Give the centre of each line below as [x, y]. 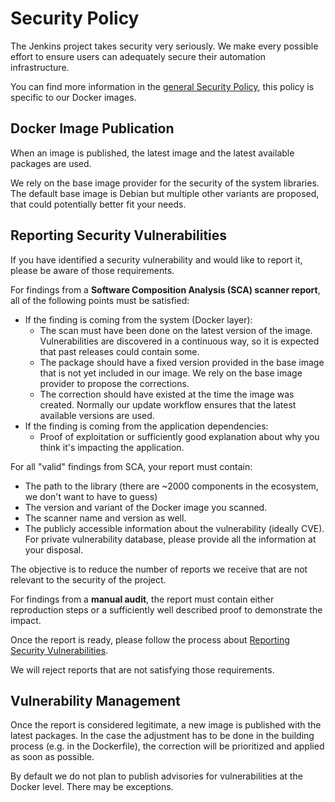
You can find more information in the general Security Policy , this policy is [162, 86]
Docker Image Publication [92, 128]
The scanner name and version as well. [105, 518]
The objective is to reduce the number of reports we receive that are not [159, 569]
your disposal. [54, 549]
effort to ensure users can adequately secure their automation [138, 56]
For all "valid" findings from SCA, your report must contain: [131, 466]
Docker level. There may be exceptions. [92, 787]
